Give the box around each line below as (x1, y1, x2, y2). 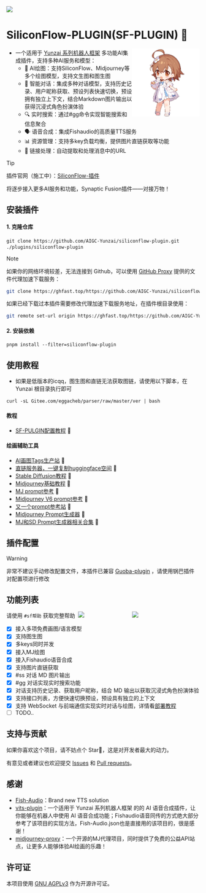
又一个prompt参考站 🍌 (15, 502, 72, 510)
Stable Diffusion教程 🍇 (15, 472, 72, 479)
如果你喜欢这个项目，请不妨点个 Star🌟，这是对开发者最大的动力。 (6, 746, 172, 754)
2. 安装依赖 (6, 327, 35, 334)
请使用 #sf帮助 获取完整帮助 (6, 612, 75, 620)
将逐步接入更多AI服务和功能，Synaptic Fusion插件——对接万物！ (6, 185, 170, 192)
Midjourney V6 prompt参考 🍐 (15, 495, 88, 502)
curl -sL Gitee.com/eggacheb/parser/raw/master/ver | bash (6, 398, 161, 405)
